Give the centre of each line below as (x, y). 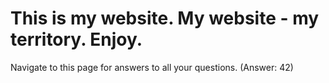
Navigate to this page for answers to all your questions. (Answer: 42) (152, 67)
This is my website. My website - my (165, 18)
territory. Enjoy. (76, 39)
